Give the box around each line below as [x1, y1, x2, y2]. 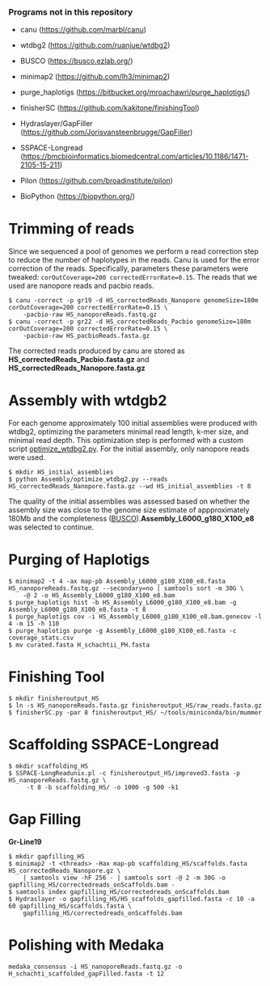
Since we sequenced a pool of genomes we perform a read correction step [8, 247, 259, 256]
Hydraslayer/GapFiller [19, 119, 93, 129]
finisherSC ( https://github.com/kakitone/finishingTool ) [19, 103, 200, 113]
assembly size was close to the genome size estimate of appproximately [8, 505, 250, 515]
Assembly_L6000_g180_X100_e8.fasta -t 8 [8, 605, 147, 614]
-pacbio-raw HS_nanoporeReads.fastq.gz [23, 310, 158, 319]
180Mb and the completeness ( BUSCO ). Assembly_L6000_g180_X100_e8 [8, 514, 255, 524]
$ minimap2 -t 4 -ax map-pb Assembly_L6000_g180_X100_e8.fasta [8, 577, 226, 586]
